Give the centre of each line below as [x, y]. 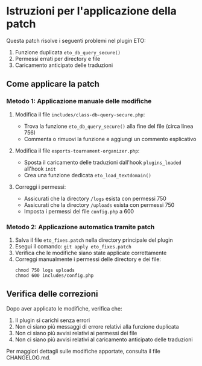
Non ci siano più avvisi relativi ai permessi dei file [76, 333]
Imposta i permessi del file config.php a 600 [79, 211]
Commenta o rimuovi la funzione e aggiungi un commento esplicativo [110, 139]
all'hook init [40, 169]
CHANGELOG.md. [29, 358]
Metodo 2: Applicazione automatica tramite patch [80, 227]
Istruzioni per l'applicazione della [91, 11]
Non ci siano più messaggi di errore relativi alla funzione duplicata [97, 326]
